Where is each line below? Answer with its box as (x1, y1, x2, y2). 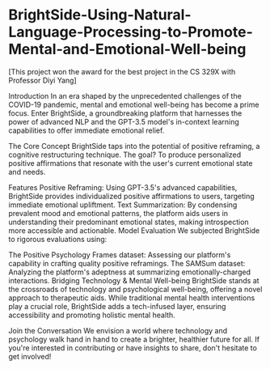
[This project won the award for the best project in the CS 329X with (8, 66, 236, 76)
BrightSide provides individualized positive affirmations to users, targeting (8, 191, 255, 201)
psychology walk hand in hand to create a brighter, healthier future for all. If (8, 334, 260, 344)
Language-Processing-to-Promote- (8, 23, 253, 41)
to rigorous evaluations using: (8, 234, 108, 244)
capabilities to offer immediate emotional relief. (8, 125, 165, 135)
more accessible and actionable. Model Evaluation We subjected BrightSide (8, 225, 260, 235)
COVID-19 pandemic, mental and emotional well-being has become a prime (8, 100, 259, 109)
